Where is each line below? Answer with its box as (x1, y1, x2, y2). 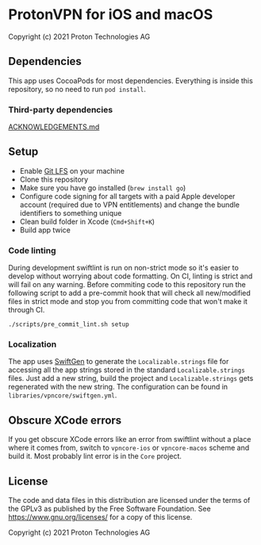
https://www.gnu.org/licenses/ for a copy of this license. (8, 512, 193, 522)
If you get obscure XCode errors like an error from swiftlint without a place (8, 435, 251, 444)
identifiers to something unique (19, 208, 122, 217)
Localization (8, 339, 57, 350)
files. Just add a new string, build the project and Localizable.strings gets (8, 374, 254, 383)
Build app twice (19, 225, 71, 235)
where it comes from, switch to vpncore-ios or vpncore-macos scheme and (8, 443, 250, 453)
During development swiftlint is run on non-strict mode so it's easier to (8, 263, 240, 273)
